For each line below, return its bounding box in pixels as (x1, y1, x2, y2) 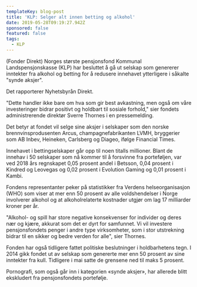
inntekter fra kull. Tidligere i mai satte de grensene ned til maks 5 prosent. (6, 256, 185, 263)
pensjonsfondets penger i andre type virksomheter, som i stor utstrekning (6, 226, 185, 233)
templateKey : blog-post (6, 8, 65, 15)
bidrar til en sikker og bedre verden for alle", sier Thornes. (6, 232, 146, 239)
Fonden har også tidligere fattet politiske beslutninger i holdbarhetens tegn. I (6, 244, 192, 251)
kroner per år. (6, 202, 39, 209)
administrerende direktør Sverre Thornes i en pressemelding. (6, 111, 154, 118)
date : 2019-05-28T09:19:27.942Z (6, 19, 85, 25)
